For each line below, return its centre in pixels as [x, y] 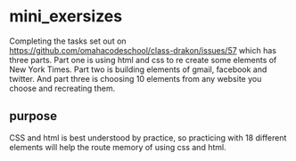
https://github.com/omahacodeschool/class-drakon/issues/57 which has [143, 50]
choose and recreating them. [62, 88]
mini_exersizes [66, 16]
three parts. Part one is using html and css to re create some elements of [143, 60]
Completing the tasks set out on [68, 41]
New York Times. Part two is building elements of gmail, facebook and [138, 69]
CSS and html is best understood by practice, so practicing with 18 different [148, 137]
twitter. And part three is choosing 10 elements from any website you [136, 78]
